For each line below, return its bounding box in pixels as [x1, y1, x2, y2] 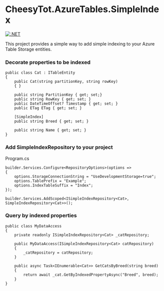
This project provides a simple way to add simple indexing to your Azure [5, 40, 155, 46]
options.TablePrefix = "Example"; [14, 178, 87, 183]
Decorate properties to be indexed [5, 59, 91, 66]
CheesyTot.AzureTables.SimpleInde [5, 4, 159, 15]
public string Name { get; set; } [14, 128, 87, 133]
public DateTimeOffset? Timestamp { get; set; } [14, 101, 118, 107]
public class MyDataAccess [5, 223, 62, 228]
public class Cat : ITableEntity [5, 70, 75, 75]
